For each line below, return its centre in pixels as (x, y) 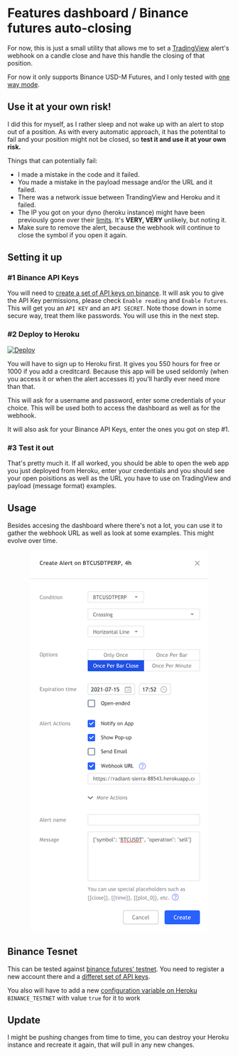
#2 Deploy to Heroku (44, 334)
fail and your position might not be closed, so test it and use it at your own (117, 139)
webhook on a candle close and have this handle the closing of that (106, 56)
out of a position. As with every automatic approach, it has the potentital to (117, 131)
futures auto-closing (70, 28)
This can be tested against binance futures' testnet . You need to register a (116, 969)
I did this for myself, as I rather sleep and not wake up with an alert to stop (116, 124)
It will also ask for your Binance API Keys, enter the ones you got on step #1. (118, 429)
